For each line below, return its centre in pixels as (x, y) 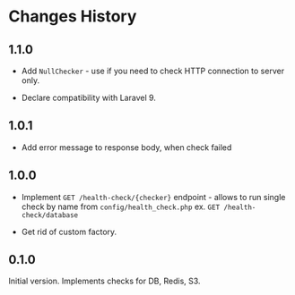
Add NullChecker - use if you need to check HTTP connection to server (152, 71)
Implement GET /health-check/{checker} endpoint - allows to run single (153, 197)
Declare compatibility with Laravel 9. (88, 97)
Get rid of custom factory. (69, 232)
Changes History (73, 17)
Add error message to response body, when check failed (126, 147)
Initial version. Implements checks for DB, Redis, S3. (104, 281)
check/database (50, 215)
